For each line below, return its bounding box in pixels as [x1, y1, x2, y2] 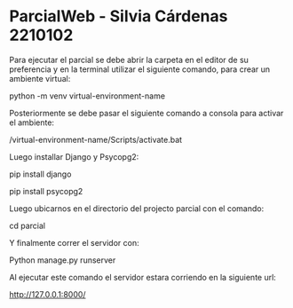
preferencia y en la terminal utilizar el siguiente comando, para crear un [9, 64, 271, 75]
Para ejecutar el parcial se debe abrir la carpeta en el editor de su [9, 54, 249, 65]
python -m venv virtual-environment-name [9, 91, 166, 101]
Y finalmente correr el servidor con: [9, 237, 139, 248]
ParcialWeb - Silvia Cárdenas [9, 6, 228, 27]
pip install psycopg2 [9, 186, 83, 196]
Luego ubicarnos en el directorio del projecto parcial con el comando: [9, 202, 265, 214]
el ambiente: [9, 117, 55, 128]
